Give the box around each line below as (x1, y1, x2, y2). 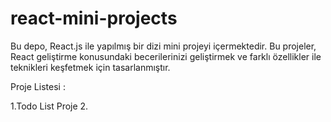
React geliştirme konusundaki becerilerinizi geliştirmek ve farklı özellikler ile (10, 50, 322, 62)
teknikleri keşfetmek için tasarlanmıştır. (10, 61, 171, 73)
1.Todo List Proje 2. (10, 100, 89, 112)
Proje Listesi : (10, 80, 66, 92)
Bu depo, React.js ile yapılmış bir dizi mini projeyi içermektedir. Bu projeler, (10, 40, 317, 52)
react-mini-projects (10, 7, 178, 30)
